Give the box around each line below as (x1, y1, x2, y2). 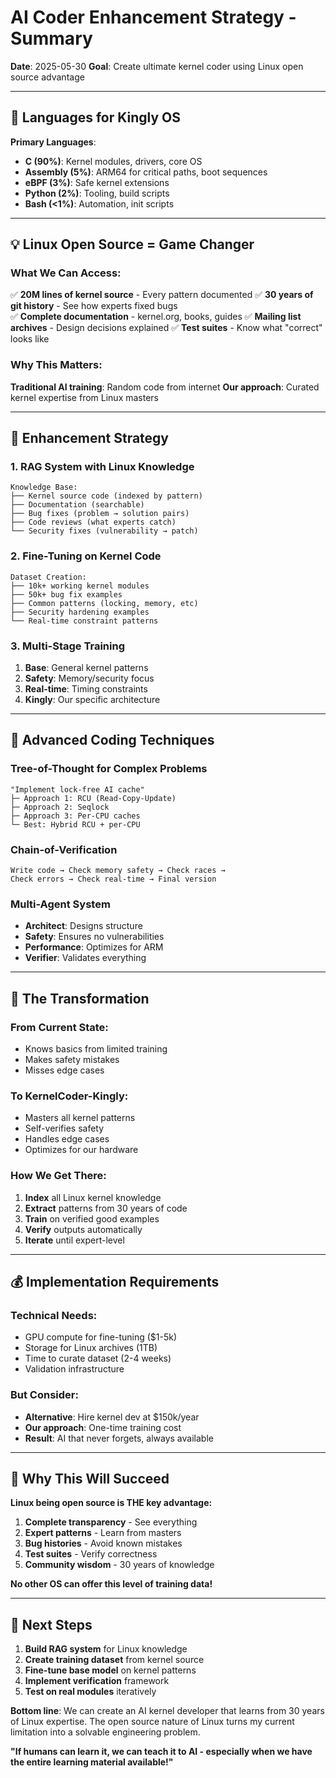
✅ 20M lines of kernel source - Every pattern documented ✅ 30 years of (10, 289, 314, 301)
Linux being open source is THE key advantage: (10, 1497, 213, 1509)
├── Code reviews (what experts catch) (10, 517, 177, 528)
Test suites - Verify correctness (24, 1548, 158, 1560)
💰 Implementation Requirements (10, 1273, 220, 1290)
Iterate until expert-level (24, 1234, 125, 1246)
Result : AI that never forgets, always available (24, 1432, 214, 1444)
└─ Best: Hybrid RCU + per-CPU (10, 819, 141, 830)
